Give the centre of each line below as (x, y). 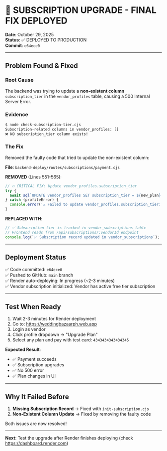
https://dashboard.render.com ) (37, 444)
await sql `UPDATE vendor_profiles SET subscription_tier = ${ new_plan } (85, 195)
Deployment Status (36, 257)
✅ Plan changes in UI (34, 376)
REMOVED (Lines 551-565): (34, 177)
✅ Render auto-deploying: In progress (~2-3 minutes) (60, 281)
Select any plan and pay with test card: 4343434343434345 (71, 340)
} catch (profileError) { (32, 200)
